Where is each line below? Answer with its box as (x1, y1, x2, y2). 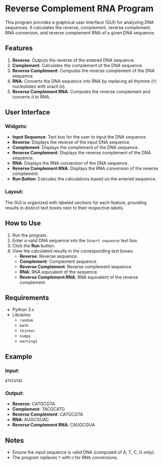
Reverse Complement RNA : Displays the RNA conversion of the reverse (12, 166, 159, 172)
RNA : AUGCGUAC (12, 417, 49, 423)
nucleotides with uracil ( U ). (12, 83, 66, 89)
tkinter (19, 328, 35, 333)
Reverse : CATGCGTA (12, 401, 55, 407)
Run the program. (12, 232, 48, 238)
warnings (19, 339, 38, 344)
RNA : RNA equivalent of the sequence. (19, 269, 98, 275)
